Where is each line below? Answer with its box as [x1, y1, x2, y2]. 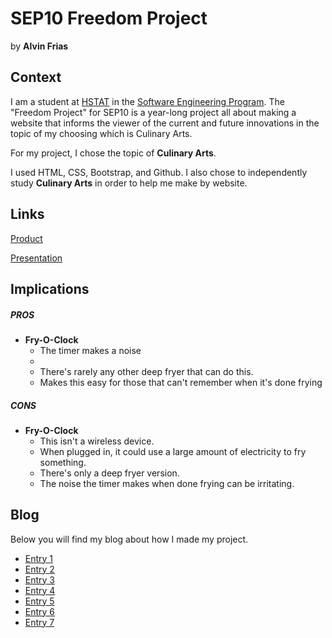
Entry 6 [24, 605, 56, 617]
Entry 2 [24, 563, 55, 575]
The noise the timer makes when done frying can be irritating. [39, 477, 295, 489]
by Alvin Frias [10, 40, 69, 52]
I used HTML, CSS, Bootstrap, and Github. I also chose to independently [10, 166, 308, 178]
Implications [10, 280, 90, 297]
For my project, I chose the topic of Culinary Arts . [10, 147, 217, 159]
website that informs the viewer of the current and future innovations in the [10, 117, 320, 129]
